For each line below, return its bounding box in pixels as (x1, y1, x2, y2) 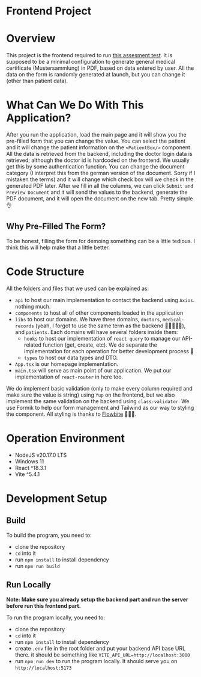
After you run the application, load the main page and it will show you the (6, 131, 187, 138)
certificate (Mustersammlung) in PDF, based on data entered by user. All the (6, 64, 194, 72)
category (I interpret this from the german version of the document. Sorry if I (6, 170, 196, 177)
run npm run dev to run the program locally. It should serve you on (14, 657, 178, 664)
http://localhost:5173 (14, 665, 72, 671)
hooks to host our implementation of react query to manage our (23, 335, 181, 342)
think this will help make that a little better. (6, 244, 110, 251)
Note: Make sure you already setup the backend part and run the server (6, 596, 188, 603)
